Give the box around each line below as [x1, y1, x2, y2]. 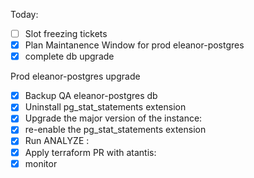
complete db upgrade [24, 50, 115, 63]
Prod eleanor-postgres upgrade [10, 70, 141, 83]
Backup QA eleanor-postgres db [24, 90, 158, 102]
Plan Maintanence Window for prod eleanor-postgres [24, 39, 245, 51]
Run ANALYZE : [24, 135, 90, 147]
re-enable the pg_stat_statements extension [24, 124, 207, 136]
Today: [10, 9, 39, 20]
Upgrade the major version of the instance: [24, 112, 203, 124]
